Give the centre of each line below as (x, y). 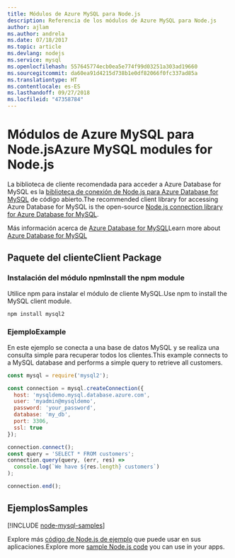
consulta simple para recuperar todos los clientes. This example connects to (118, 355)
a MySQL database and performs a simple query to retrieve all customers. (115, 363)
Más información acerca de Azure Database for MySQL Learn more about (114, 228)
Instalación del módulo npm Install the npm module (96, 278)
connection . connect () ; (41, 447)
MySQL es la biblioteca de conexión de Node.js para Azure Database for (113, 191)
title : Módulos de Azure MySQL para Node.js (74, 14)
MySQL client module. (40, 301)
